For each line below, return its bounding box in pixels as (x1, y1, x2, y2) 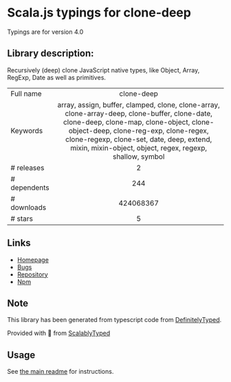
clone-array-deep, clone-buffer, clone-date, (65, 108, 213, 118)
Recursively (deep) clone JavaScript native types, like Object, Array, (7, 66, 200, 74)
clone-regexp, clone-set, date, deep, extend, (65, 134, 212, 144)
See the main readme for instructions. (7, 368, 114, 376)
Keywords (10, 125, 43, 135)
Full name (10, 88, 43, 98)
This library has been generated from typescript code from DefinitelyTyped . (7, 316, 222, 324)
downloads (10, 202, 47, 212)
